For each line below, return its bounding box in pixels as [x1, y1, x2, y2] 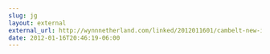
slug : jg [8, 11, 38, 20]
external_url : [8, 26, 56, 34]
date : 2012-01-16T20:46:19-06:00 [8, 33, 121, 42]
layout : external [8, 19, 67, 27]
